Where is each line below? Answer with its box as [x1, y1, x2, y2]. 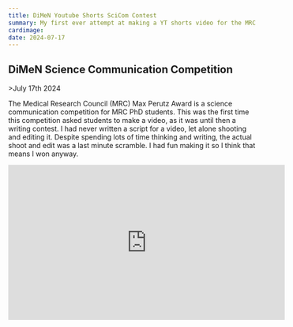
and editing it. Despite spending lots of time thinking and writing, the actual [8, 132, 253, 142]
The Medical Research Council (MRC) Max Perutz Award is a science [8, 99, 233, 109]
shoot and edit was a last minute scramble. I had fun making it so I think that [8, 141, 256, 150]
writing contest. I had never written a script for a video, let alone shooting [8, 124, 247, 134]
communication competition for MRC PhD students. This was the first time [8, 107, 250, 117]
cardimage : [8, 26, 44, 34]
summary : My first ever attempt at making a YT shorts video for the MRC [8, 19, 257, 27]
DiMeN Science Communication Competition [8, 62, 233, 76]
